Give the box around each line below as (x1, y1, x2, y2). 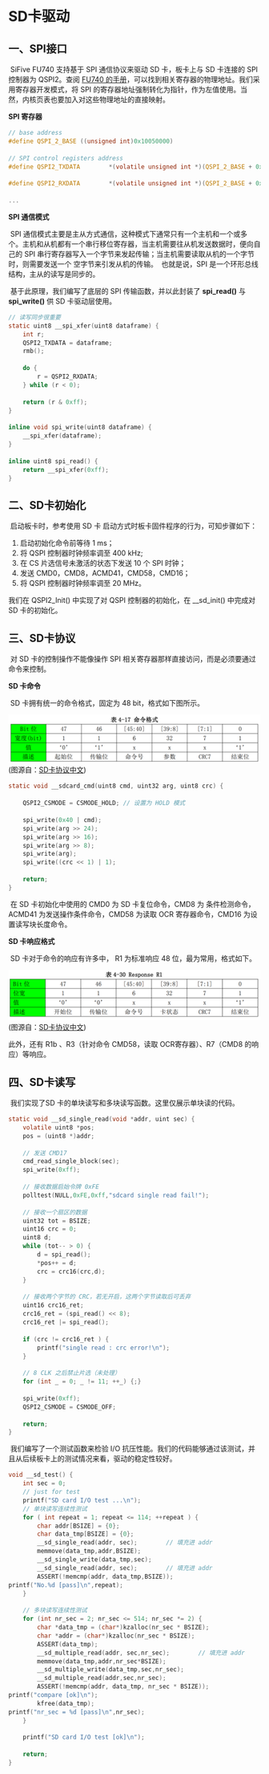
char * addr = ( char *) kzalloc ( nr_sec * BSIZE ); (37, 1631, 195, 1640)
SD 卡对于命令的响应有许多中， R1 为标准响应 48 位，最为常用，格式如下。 (10, 953, 257, 963)
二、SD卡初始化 (8, 498, 86, 512)
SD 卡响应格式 (8, 936, 55, 946)
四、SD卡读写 (8, 1075, 76, 1088)
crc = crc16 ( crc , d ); (37, 1267, 106, 1276)
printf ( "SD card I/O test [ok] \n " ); (22, 1733, 146, 1742)
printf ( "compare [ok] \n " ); (8, 1691, 98, 1699)
